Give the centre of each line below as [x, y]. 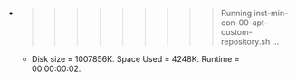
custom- [237, 32]
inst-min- [271, 13]
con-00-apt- [244, 22]
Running [236, 13]
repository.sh [245, 41]
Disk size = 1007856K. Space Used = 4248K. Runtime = [135, 59]
